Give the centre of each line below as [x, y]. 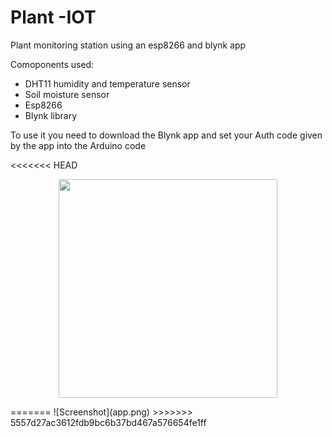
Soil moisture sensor [67, 94]
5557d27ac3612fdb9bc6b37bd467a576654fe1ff [108, 422]
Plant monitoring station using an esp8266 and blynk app [128, 45]
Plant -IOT [53, 17]
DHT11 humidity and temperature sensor [107, 83]
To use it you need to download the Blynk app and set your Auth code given [166, 135]
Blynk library [51, 115]
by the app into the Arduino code [78, 145]
